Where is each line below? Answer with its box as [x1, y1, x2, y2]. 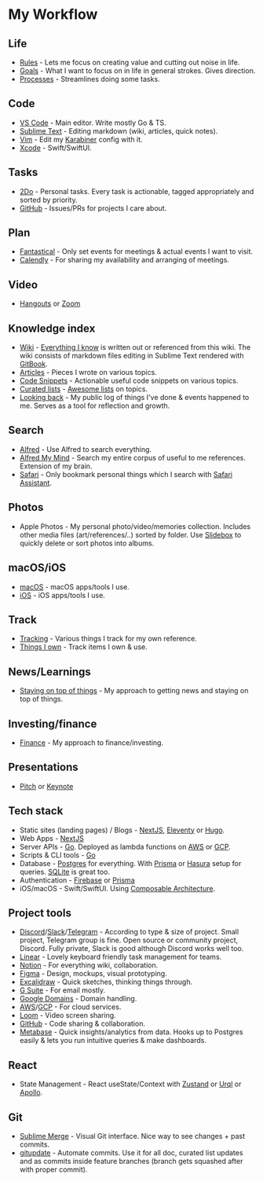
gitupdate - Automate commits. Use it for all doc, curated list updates [19, 1148, 243, 1157]
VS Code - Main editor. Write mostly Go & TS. [19, 118, 166, 127]
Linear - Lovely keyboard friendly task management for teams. [19, 953, 222, 962]
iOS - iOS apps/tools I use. [19, 590, 106, 600]
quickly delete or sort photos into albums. [19, 538, 155, 548]
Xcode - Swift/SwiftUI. [19, 143, 92, 152]
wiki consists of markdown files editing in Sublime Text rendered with [19, 351, 244, 361]
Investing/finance [8, 717, 97, 730]
